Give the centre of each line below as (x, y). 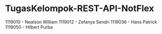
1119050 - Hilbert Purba (29, 27)
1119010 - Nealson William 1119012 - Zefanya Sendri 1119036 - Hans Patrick (81, 22)
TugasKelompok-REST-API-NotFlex (80, 8)
